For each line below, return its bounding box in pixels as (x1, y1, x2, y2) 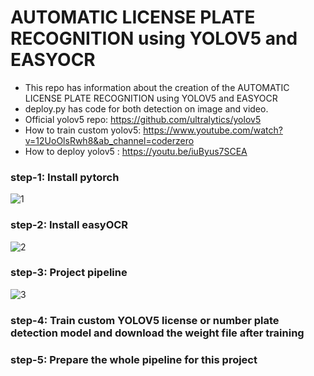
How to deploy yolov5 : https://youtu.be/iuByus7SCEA (24, 145, 248, 157)
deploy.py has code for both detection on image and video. (24, 102, 269, 115)
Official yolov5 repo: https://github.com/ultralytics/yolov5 (24, 113, 262, 125)
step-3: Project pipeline (10, 266, 128, 280)
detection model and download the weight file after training (10, 326, 305, 340)
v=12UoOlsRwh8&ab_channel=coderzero (24, 134, 195, 146)
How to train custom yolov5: (24, 124, 142, 136)
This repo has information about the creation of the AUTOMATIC (24, 81, 290, 93)
